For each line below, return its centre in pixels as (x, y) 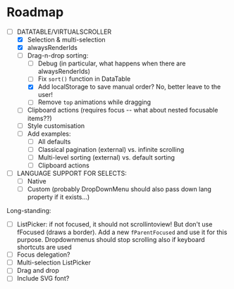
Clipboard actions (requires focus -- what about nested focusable (123, 110)
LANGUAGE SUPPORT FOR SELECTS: (72, 173)
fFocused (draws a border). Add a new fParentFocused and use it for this (122, 232)
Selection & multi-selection (67, 40)
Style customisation (56, 126)
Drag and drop (38, 271)
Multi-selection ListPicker (54, 263)
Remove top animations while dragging (94, 102)
